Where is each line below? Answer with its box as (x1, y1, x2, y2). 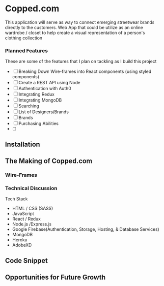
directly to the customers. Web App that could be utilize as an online (5, 24, 143, 30)
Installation (5, 140, 40, 148)
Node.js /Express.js (12, 221, 52, 227)
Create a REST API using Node (18, 80, 81, 86)
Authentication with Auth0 (18, 86, 71, 92)
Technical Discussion (5, 185, 57, 191)
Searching (18, 103, 39, 109)
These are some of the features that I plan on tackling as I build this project (5, 59, 157, 64)
